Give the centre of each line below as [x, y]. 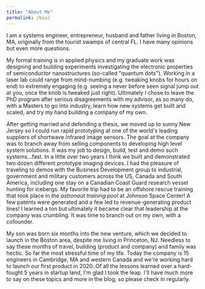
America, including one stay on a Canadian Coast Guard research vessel [97, 182]
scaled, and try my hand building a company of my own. [77, 112]
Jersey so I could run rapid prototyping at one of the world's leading [92, 130]
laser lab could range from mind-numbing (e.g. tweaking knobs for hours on [102, 80]
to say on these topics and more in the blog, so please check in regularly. [98, 279]
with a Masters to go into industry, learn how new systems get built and [96, 105]
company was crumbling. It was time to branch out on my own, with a [94, 215]
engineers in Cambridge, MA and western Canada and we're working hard [100, 259]
